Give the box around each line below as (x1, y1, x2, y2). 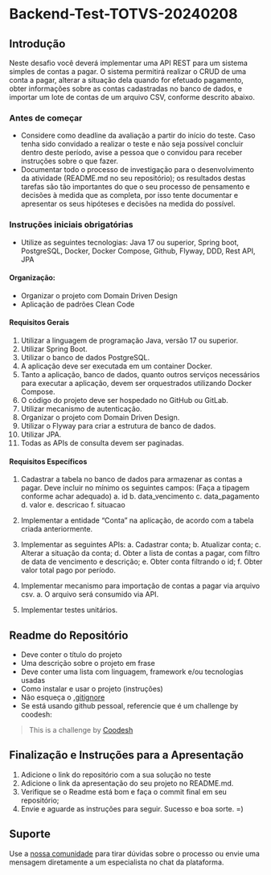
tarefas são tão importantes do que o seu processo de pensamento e (20, 182, 250, 191)
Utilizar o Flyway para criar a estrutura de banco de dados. (20, 421, 216, 430)
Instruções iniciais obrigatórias (9, 219, 133, 230)
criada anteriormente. (20, 524, 93, 534)
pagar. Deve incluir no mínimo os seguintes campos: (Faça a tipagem (20, 483, 250, 493)
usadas (20, 676, 46, 685)
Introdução (9, 37, 66, 51)
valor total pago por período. (20, 565, 116, 575)
